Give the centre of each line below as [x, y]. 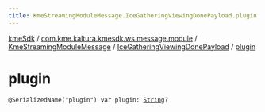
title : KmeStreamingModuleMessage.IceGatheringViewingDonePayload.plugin [133, 15]
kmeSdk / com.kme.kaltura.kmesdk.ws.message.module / [103, 38]
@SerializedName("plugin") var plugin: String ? [88, 100]
